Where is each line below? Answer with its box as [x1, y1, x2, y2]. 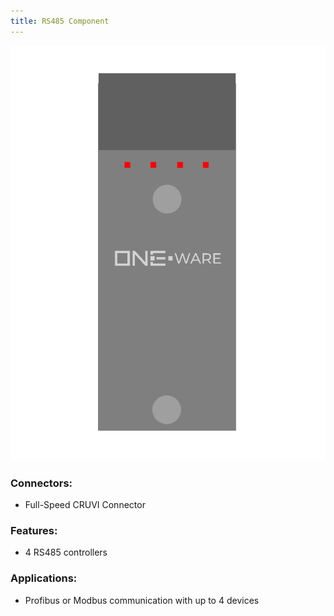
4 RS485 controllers [24, 546, 108, 559]
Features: [10, 524, 58, 538]
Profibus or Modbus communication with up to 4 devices [24, 594, 260, 606]
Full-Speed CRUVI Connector [24, 499, 146, 511]
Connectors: [10, 476, 73, 490]
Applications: [10, 571, 78, 585]
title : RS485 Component [10, 16, 110, 26]
